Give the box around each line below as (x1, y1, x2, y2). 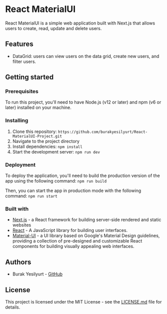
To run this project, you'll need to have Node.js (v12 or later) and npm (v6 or (5, 99, 161, 105)
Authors (5, 257, 31, 266)
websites (12, 222, 31, 228)
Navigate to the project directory (12, 138, 80, 144)
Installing (5, 117, 28, 124)
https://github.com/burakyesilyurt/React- (57, 129, 148, 134)
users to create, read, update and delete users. (5, 25, 102, 31)
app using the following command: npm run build (5, 178, 107, 184)
